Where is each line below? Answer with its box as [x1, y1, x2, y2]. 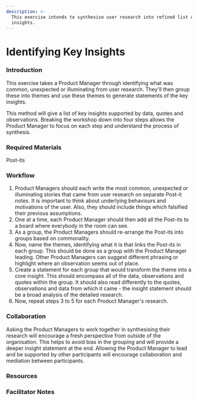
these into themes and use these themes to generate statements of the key [6, 92, 189, 99]
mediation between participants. [6, 357, 85, 364]
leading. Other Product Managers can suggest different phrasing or [14, 254, 179, 261]
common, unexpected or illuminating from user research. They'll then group [6, 86, 190, 93]
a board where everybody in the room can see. [14, 222, 129, 229]
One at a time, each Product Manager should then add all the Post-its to [14, 216, 189, 223]
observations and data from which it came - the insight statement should [14, 285, 192, 292]
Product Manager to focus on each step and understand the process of [6, 122, 179, 129]
